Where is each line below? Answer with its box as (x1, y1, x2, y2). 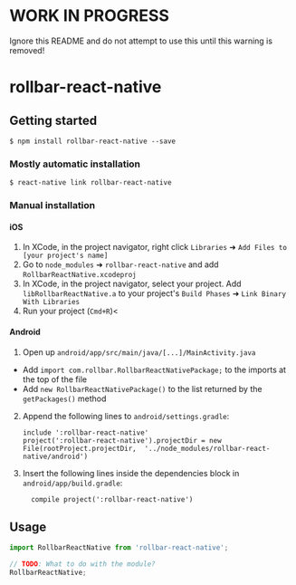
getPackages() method (22, 393, 107, 404)
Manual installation (9, 199, 96, 212)
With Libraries (22, 298, 81, 307)
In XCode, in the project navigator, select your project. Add (22, 278, 242, 290)
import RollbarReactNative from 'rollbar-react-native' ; (9, 543, 229, 552)
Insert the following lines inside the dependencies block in (22, 467, 240, 478)
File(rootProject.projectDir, (22, 444, 138, 453)
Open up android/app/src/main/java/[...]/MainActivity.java (22, 346, 256, 358)
